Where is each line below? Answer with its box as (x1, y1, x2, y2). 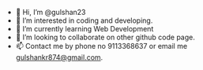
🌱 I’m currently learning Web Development (15, 24, 154, 33)
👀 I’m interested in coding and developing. (15, 16, 153, 25)
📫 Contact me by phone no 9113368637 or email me (15, 42, 188, 50)
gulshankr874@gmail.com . (15, 53, 103, 62)
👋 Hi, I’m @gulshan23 (15, 8, 86, 17)
